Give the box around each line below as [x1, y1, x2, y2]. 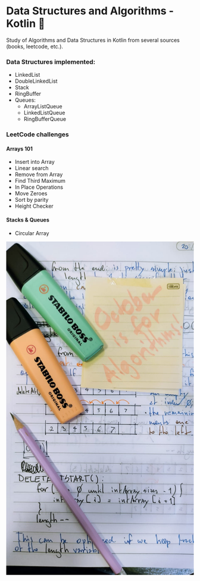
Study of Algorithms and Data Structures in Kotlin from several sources [6, 36, 180, 43]
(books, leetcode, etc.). [6, 43, 64, 50]
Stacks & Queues [6, 216, 49, 223]
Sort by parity [14, 196, 49, 204]
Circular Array [14, 229, 49, 236]
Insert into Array [14, 158, 55, 165]
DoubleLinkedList [14, 77, 58, 85]
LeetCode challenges [6, 130, 70, 139]
